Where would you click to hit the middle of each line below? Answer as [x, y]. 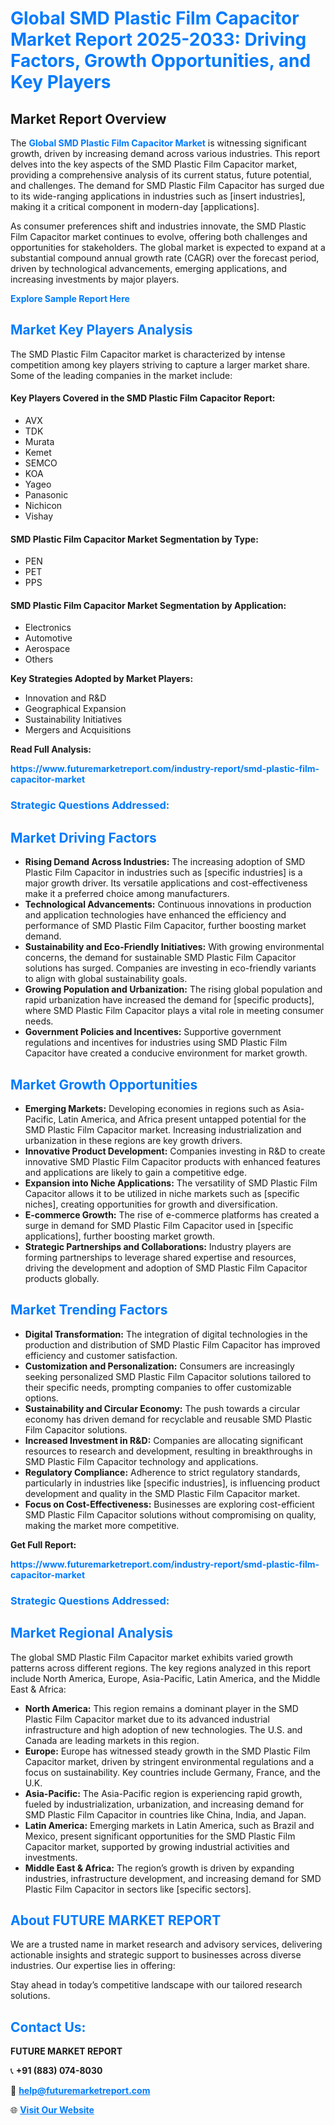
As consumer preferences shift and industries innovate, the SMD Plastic [158, 226]
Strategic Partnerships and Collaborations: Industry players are [158, 1246]
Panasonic [46, 495]
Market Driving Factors [83, 837]
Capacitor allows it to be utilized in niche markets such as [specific [162, 1193]
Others [39, 659]
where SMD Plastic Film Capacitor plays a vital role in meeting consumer [174, 1011]
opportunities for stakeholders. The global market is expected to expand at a [168, 247]
